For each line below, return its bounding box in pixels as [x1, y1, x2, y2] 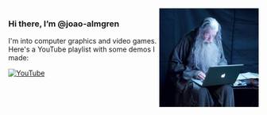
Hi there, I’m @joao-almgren [8, 18, 120, 29]
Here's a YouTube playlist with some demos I [8, 44, 155, 54]
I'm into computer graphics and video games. [8, 36, 157, 46]
